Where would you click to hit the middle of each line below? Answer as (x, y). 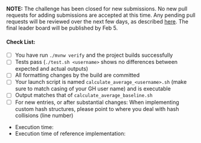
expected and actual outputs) (52, 69)
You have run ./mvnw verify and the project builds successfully (94, 55)
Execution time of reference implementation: (70, 133)
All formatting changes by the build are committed (77, 75)
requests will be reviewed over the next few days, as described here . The (97, 21)
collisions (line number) (44, 115)
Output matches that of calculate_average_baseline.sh (84, 95)
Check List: (21, 42)
